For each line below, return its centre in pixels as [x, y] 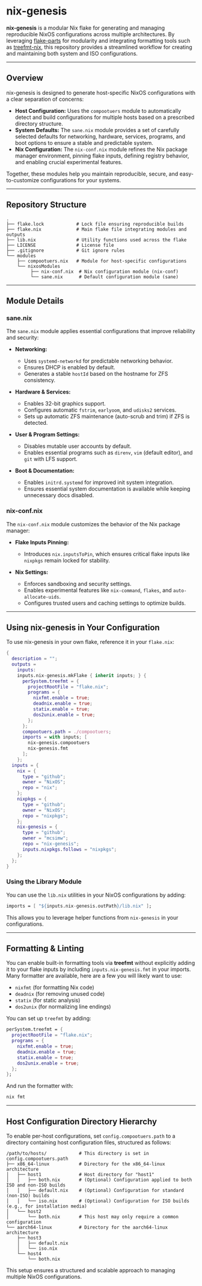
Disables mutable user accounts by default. [78, 446]
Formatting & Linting [45, 949]
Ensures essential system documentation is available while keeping [107, 489]
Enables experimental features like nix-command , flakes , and [98, 590]
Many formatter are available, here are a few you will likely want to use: [94, 976]
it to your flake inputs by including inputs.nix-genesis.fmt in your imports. [99, 969]
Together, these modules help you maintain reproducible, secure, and [92, 174]
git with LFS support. [51, 459]
